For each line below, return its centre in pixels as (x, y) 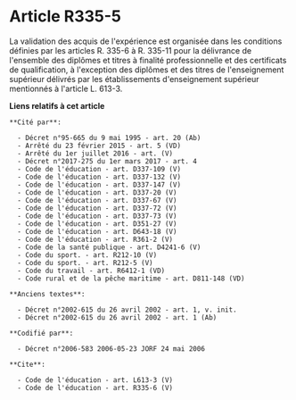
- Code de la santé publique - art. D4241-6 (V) (109, 247)
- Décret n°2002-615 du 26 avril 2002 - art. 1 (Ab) (117, 317)
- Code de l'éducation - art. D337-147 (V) (99, 185)
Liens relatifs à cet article (57, 105)
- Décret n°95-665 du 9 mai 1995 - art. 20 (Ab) (109, 137)
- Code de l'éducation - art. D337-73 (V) (97, 216)
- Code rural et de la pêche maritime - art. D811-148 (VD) (131, 279)
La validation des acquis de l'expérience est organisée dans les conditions (146, 41)
